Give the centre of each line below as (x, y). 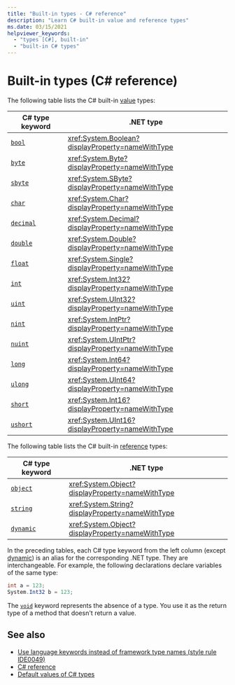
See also (26, 635)
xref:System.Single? (100, 258)
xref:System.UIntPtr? (102, 339)
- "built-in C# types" (47, 46)
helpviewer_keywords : (39, 33)
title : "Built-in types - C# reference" (67, 14)
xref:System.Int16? (99, 400)
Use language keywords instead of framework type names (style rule (117, 651)
